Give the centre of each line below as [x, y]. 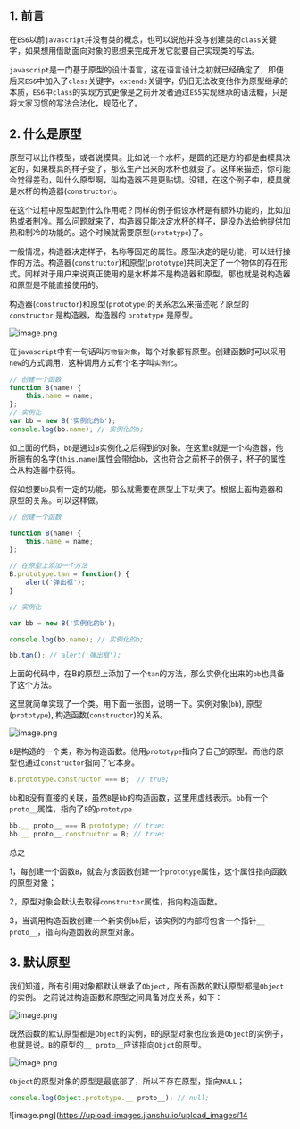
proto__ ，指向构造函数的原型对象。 [75, 931]
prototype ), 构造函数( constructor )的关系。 [90, 715]
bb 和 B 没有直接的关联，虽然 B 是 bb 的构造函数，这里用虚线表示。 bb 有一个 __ [143, 798]
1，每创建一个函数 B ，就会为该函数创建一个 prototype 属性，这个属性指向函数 [148, 871]
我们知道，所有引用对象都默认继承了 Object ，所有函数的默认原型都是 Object [146, 986]
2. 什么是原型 [46, 134]
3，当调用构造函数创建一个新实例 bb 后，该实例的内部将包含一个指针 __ [137, 921]
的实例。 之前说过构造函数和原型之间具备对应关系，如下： [116, 997]
